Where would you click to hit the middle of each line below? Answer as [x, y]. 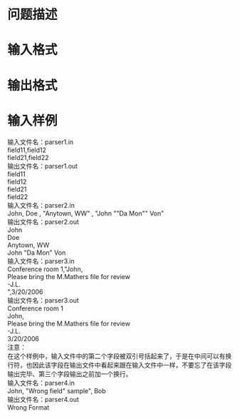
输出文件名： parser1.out [43, 166]
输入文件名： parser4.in [41, 383]
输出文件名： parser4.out [43, 399]
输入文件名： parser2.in [41, 205]
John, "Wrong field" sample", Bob [57, 390]
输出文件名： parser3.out [43, 300]
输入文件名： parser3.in [41, 261]
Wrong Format [28, 407]
